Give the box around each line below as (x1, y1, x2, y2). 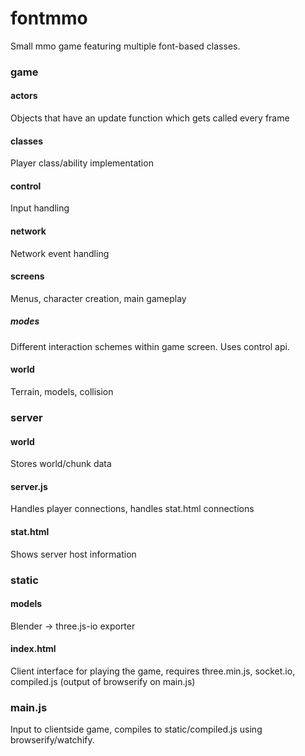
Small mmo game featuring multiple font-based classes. (10, 40, 241, 52)
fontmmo (10, 7, 88, 30)
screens (10, 270, 45, 282)
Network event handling (10, 247, 110, 259)
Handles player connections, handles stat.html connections (10, 503, 255, 515)
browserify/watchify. (10, 734, 95, 746)
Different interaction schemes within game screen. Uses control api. (10, 340, 290, 352)
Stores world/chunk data (10, 458, 112, 470)
